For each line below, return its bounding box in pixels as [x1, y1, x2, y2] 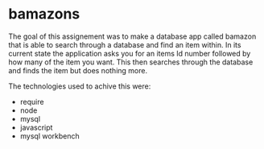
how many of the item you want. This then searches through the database [8, 57, 254, 67]
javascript [19, 122, 53, 132]
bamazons [8, 5, 80, 23]
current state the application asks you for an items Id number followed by [8, 48, 251, 58]
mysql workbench [19, 130, 80, 141]
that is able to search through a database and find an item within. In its [8, 39, 241, 49]
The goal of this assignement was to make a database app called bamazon [8, 31, 257, 41]
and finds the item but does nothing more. [8, 65, 147, 75]
